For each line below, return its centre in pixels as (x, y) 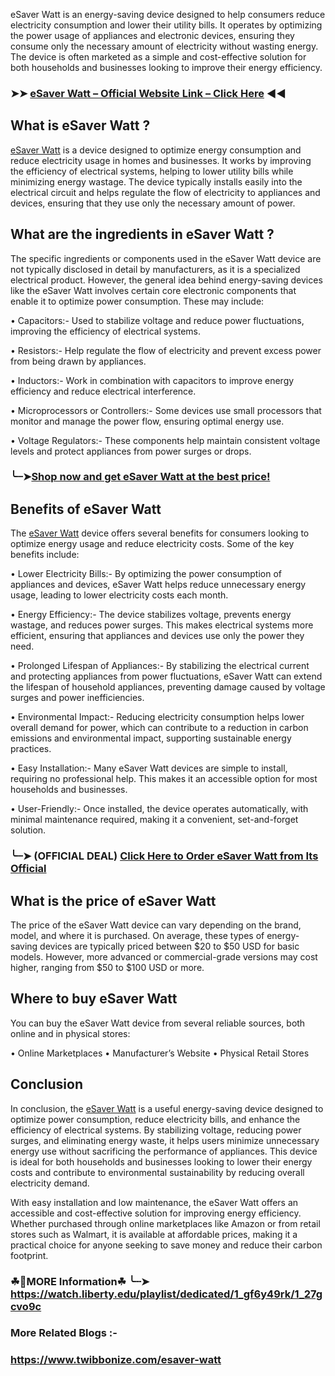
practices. (31, 749)
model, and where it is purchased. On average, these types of (137, 936)
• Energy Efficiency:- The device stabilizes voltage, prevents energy (151, 615)
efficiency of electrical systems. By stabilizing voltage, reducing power (156, 1130)
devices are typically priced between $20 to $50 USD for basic (169, 946)
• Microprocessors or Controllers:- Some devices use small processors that (166, 410)
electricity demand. (50, 1183)
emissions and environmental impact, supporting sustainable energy (151, 738)
